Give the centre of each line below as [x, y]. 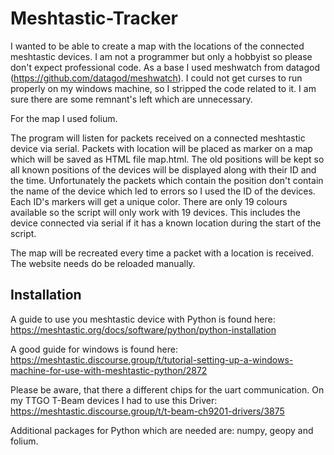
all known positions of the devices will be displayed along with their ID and [163, 169]
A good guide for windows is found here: [94, 349]
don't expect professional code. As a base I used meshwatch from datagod [165, 67]
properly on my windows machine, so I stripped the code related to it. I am [163, 88]
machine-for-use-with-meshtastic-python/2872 [109, 370]
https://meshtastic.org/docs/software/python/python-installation [143, 329]
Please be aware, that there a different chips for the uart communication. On [167, 389]
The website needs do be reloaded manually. [103, 263]
